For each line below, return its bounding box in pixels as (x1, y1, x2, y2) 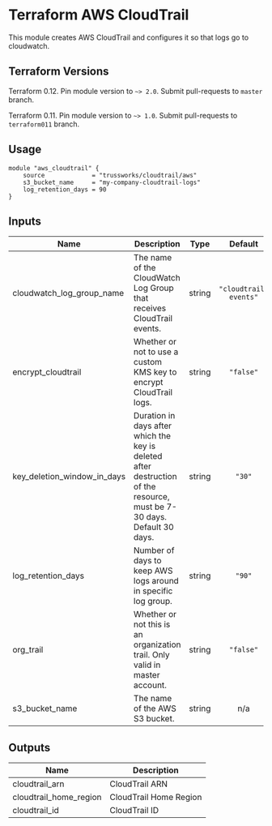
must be (133, 501, 164, 512)
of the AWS (133, 703, 176, 714)
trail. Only (133, 649, 170, 661)
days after (133, 420, 172, 431)
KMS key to (133, 366, 177, 378)
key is (133, 440, 156, 452)
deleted (133, 451, 163, 462)
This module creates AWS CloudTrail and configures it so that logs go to (8, 32, 249, 42)
